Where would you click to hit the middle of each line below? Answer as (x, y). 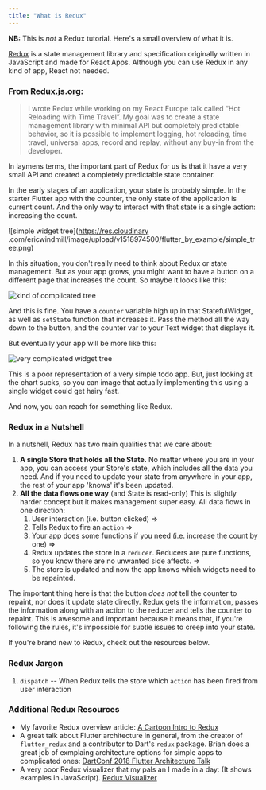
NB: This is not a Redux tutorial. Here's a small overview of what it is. (121, 38)
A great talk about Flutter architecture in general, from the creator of (131, 735)
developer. (45, 150)
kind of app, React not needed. (59, 70)
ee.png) (21, 247)
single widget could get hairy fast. (64, 391)
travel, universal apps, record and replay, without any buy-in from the (141, 142)
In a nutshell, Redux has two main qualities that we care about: (110, 444)
